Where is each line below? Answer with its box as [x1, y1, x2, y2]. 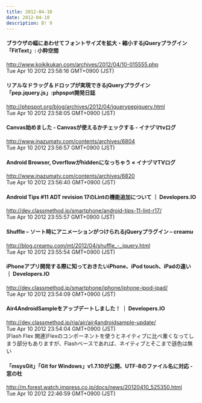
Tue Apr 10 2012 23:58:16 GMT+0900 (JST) [6, 67, 115, 74]
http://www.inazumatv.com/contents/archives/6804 [6, 137, 136, 145]
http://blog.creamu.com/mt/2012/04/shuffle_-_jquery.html [6, 242, 151, 249]
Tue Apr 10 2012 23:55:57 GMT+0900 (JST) [6, 213, 115, 220]
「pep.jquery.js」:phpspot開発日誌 [6, 89, 95, 96]
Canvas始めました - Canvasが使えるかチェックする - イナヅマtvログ [6, 124, 176, 131]
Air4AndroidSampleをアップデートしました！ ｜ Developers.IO [6, 305, 165, 312]
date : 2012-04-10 [6, 14, 50, 20]
